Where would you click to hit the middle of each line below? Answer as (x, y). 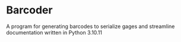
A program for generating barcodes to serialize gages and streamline (90, 26)
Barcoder (29, 10)
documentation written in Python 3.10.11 (54, 32)
